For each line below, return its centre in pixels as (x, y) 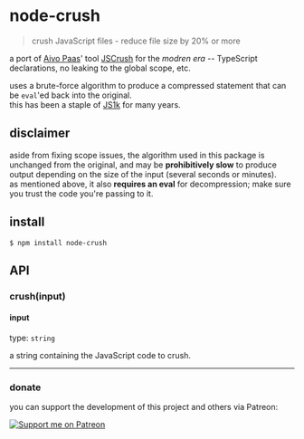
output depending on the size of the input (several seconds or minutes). (143, 174)
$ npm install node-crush (58, 243)
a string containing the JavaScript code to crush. (100, 356)
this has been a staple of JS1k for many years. (95, 104)
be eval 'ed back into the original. (71, 95)
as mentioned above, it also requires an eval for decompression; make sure (150, 184)
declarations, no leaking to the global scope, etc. (100, 68)
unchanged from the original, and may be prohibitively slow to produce (143, 165)
